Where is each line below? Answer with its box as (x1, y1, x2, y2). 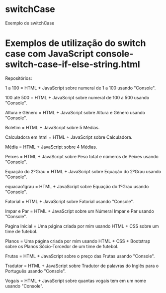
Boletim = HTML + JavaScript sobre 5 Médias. (5, 124, 100, 130)
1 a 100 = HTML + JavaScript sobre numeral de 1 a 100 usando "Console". (5, 85, 156, 91)
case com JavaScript (5, 48, 94, 59)
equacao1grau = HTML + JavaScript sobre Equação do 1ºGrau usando (5, 183, 149, 189)
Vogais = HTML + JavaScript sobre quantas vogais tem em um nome (5, 278, 147, 284)
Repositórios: (5, 75, 32, 81)
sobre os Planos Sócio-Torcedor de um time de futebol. (5, 243, 119, 249)
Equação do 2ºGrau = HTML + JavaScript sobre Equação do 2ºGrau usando (5, 168, 162, 174)
